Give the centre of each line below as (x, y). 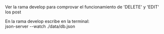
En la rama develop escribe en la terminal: (47, 21)
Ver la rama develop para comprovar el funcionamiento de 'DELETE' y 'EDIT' (82, 7)
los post (13, 12)
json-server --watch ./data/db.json (40, 26)
